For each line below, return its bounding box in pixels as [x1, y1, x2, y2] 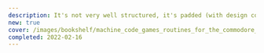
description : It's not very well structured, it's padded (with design [8, 11, 247, 19]
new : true [8, 19, 41, 26]
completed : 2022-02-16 [8, 33, 82, 41]
